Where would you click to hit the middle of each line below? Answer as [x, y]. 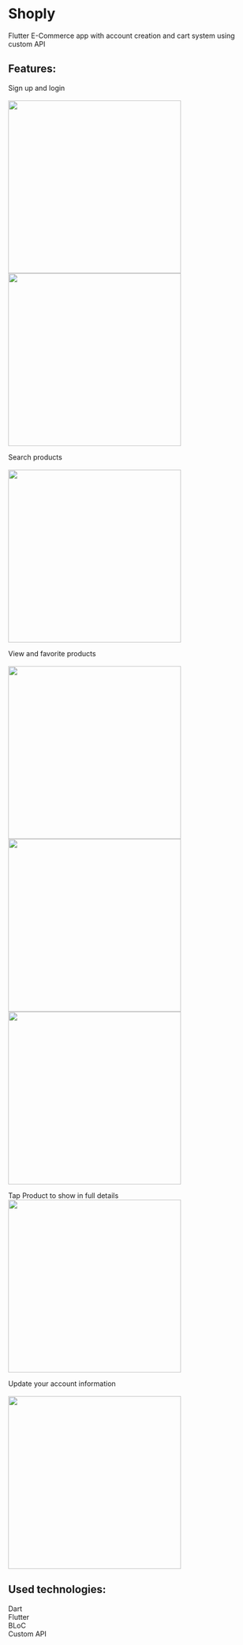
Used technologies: [57, 1589]
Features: [32, 69]
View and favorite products [52, 653]
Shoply [32, 14]
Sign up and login [37, 88]
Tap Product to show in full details [64, 1195]
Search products [36, 457]
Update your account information [62, 1384]
